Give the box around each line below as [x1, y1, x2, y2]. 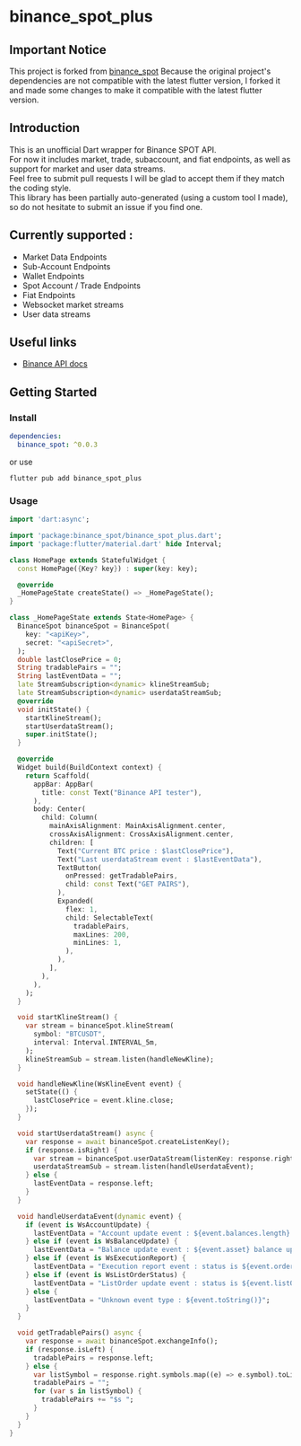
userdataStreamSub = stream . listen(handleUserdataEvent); [32, 1162, 254, 1171]
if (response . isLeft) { [25, 1345, 115, 1353]
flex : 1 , [65, 904, 99, 913]
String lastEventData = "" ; [17, 672, 123, 681]
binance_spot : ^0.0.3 [17, 440, 99, 449]
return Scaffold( [25, 771, 90, 780]
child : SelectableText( [65, 913, 154, 922]
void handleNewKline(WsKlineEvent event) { [17, 1080, 182, 1089]
